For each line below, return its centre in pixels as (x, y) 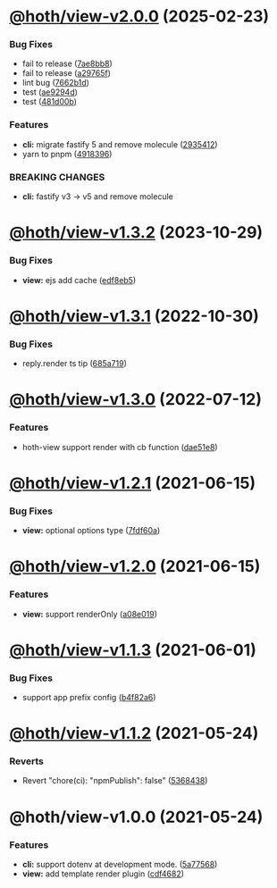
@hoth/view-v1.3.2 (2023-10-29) (136, 233)
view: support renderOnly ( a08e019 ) (90, 614)
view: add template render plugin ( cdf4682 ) (103, 874)
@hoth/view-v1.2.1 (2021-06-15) (133, 483)
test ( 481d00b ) (50, 102)
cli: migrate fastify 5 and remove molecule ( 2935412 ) (120, 144)
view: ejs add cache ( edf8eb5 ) (79, 280)
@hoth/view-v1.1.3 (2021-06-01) (133, 650)
